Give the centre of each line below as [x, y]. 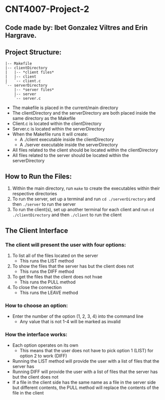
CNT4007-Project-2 [47, 9]
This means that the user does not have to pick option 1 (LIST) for [86, 351]
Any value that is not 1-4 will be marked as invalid [70, 322]
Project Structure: [33, 52]
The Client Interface [37, 230]
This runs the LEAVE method [49, 292]
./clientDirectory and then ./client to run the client [67, 215]
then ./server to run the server [44, 204]
